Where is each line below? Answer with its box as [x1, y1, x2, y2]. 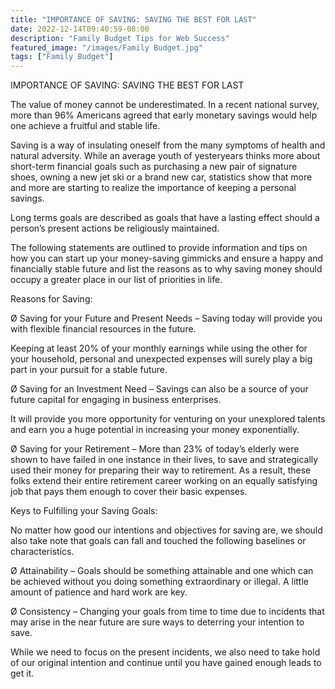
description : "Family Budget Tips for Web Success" [10, 33, 230, 43]
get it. [10, 667, 35, 680]
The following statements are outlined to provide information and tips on [10, 242, 308, 254]
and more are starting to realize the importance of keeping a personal [10, 182, 297, 194]
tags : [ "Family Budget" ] [10, 52, 114, 62]
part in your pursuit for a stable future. [10, 364, 168, 376]
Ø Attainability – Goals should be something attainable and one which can [10, 565, 314, 577]
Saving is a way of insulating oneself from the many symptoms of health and [10, 139, 326, 151]
